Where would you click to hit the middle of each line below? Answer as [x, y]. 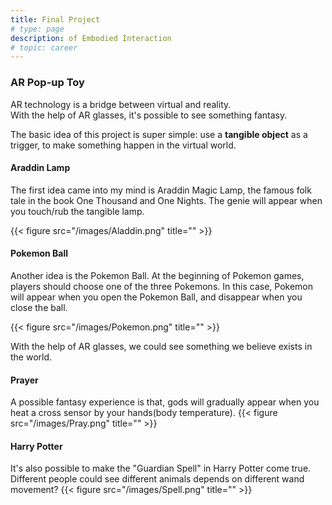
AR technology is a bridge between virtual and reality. [121, 104]
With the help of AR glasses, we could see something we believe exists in [161, 346]
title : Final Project [55, 19]
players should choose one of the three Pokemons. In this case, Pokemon [162, 286]
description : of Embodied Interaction [91, 38]
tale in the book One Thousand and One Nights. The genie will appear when [166, 200]
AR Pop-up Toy [47, 83]
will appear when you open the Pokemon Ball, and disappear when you [156, 297]
